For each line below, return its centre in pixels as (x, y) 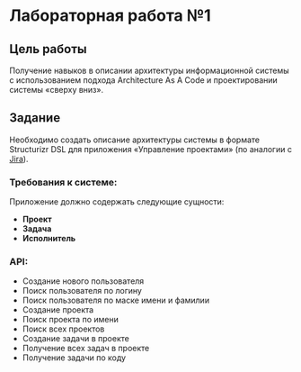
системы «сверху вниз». (57, 90)
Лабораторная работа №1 (110, 16)
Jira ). (19, 159)
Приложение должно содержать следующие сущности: (117, 202)
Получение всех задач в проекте (86, 349)
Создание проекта (58, 310)
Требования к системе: (63, 182)
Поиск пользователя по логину (82, 291)
